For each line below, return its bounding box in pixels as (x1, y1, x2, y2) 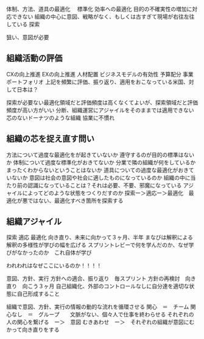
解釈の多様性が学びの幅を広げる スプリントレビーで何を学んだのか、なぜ (6, 241, 189, 249)
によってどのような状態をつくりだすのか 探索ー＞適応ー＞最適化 (22, 189, 184, 197)
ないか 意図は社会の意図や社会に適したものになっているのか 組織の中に (11, 173, 191, 181)
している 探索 (6, 21, 40, 27)
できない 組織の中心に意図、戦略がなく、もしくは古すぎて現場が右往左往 (11, 13, 195, 20)
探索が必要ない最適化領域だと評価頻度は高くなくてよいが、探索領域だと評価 (6, 98, 199, 106)
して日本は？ (6, 86, 38, 93)
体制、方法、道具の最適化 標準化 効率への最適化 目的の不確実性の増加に (6, 5, 192, 12)
